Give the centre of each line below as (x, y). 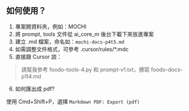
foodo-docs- (167, 69)
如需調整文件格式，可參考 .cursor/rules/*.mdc (72, 49)
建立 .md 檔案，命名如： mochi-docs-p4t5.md (70, 42)
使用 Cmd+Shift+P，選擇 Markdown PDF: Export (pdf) (73, 101)
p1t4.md (31, 76)
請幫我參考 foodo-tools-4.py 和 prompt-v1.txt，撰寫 (85, 69)
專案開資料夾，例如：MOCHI (51, 27)
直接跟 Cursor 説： (38, 57)
